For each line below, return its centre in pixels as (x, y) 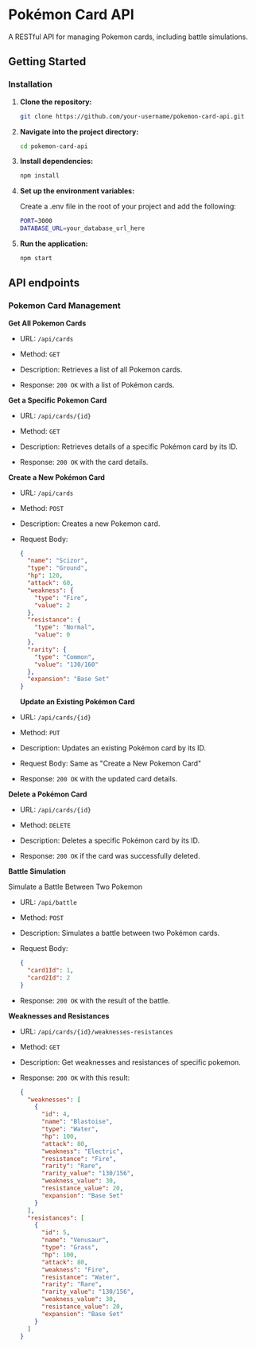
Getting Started (47, 62)
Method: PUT (40, 733)
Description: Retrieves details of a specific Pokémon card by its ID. (129, 446)
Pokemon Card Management (64, 306)
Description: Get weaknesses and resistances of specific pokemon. (130, 1062)
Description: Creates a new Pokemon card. (90, 524)
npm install (39, 176)
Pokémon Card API (72, 15)
